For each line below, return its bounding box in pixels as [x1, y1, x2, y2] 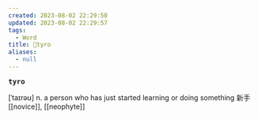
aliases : [8, 48, 37, 56]
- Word [15, 33, 37, 42]
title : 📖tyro [8, 41, 51, 49]
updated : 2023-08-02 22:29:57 [8, 19, 108, 27]
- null [15, 56, 37, 64]
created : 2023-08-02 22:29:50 [8, 11, 108, 20]
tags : [8, 26, 26, 34]
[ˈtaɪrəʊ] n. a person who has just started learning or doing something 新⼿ [8, 92, 251, 102]
